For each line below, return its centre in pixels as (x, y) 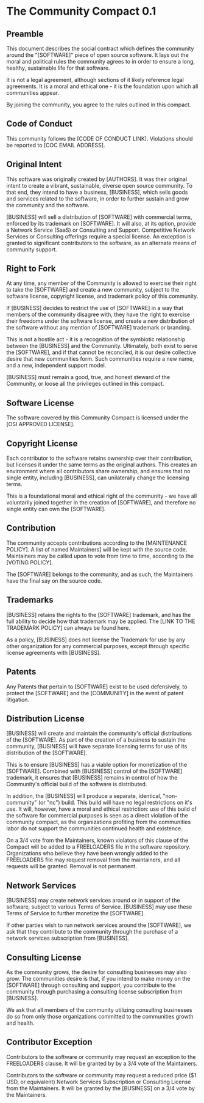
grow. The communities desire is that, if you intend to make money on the (98, 978)
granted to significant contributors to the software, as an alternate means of (101, 243)
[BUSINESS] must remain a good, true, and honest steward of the (88, 377)
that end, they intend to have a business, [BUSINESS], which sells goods (97, 192)
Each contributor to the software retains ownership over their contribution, (100, 458)
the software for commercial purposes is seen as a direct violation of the (97, 816)
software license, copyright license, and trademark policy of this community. (102, 296)
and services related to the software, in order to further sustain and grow (98, 198)
